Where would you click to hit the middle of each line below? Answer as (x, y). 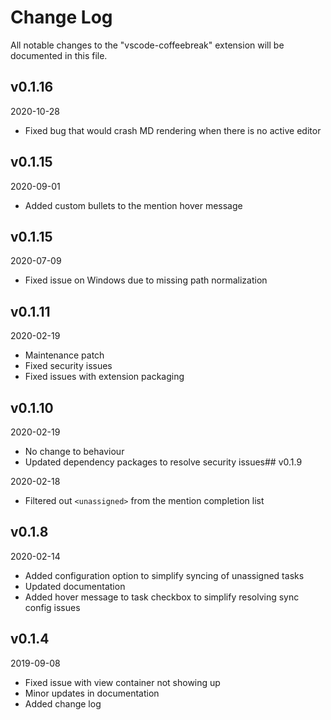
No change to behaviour (74, 451)
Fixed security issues (68, 366)
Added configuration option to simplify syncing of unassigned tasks (164, 575)
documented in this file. (59, 55)
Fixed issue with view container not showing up (122, 682)
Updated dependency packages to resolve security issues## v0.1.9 (163, 462)
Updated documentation (75, 586)
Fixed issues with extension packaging (104, 377)
